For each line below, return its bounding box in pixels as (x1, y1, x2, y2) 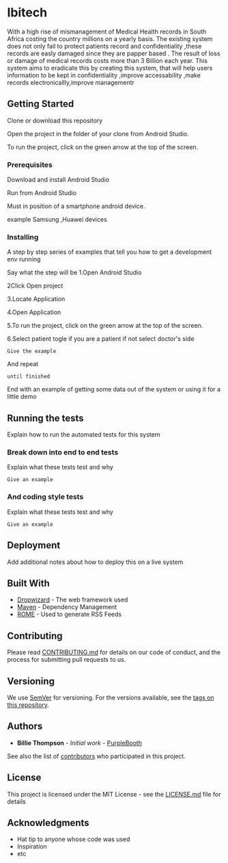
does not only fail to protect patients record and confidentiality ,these (7, 42, 202, 50)
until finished (7, 373, 51, 381)
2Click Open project (7, 282, 63, 290)
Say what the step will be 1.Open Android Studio (7, 268, 142, 276)
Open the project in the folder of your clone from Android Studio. (7, 129, 189, 138)
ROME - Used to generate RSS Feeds (16, 610, 122, 619)
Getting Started (7, 98, 74, 110)
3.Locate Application (7, 295, 66, 303)
